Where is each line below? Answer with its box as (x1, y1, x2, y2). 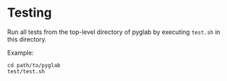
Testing (7, 5, 52, 21)
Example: (7, 48, 34, 57)
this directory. (7, 35, 47, 43)
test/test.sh (7, 68, 45, 75)
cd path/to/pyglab (7, 62, 61, 69)
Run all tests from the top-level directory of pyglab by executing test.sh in (7, 28, 221, 36)
